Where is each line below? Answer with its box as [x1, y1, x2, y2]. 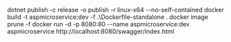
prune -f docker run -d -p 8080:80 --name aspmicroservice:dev [7, 20, 190, 28]
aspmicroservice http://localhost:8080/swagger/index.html [7, 27, 174, 35]
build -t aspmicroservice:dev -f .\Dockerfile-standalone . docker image [7, 13, 209, 21]
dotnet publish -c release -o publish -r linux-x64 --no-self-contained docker [7, 6, 224, 14]
